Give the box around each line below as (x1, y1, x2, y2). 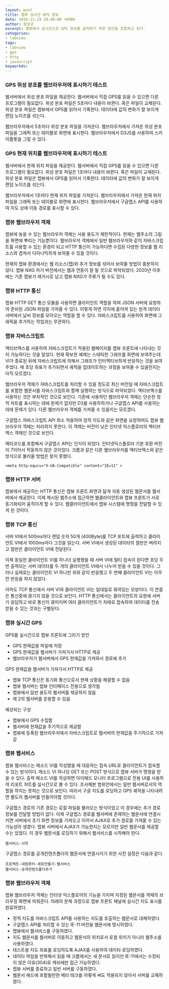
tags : (5, 40, 17, 45)
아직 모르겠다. (5, 370, 33, 376)
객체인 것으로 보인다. (14, 430, 55, 436)
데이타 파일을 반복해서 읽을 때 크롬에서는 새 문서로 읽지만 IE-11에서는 (12, 953, 147, 959)
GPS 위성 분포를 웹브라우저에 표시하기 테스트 (5, 81, 107, 88)
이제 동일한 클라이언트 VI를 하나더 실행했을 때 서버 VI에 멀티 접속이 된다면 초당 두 (5, 557, 164, 563)
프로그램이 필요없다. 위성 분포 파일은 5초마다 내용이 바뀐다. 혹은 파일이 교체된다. (5, 100, 162, 106)
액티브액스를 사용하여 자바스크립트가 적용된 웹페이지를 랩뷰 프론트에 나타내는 (5, 345, 156, 351)
